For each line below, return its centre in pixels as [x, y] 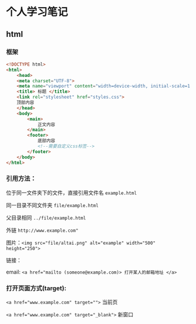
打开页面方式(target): [36, 288]
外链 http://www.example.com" [42, 230]
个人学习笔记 [37, 12]
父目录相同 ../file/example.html [46, 217]
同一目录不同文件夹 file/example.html [52, 205]
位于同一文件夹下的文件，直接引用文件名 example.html [71, 193]
